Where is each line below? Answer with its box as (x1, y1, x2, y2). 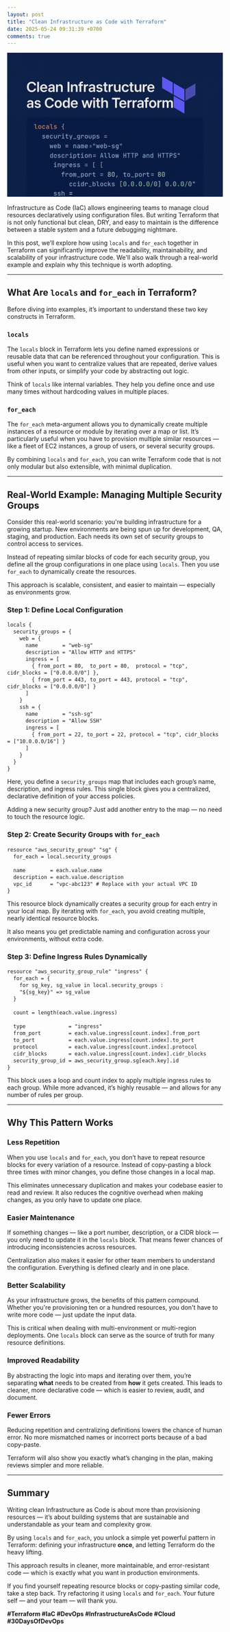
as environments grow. (7, 588, 72, 597)
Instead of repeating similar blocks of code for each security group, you (7, 553, 210, 562)
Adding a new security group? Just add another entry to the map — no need (7, 806, 222, 814)
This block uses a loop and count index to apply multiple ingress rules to (7, 1077, 212, 1085)
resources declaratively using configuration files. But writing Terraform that (7, 211, 219, 219)
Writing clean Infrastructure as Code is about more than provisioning (7, 1505, 201, 1513)
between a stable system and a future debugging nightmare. (7, 225, 178, 233)
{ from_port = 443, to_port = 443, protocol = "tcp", (31, 676, 188, 684)
